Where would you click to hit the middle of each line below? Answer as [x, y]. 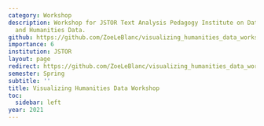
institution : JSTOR [40, 52]
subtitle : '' [29, 81]
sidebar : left [38, 103]
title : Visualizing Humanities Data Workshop [84, 88]
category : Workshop [40, 15]
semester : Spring [37, 74]
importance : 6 [31, 45]
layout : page [29, 59]
